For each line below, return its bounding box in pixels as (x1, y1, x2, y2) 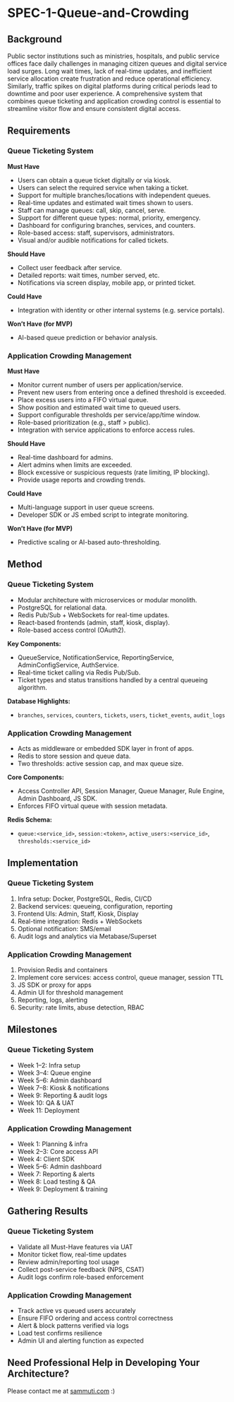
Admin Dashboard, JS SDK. (17, 794, 97, 802)
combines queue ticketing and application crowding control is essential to (7, 97, 221, 105)
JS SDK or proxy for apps (17, 981, 92, 989)
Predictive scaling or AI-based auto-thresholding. (17, 537, 161, 546)
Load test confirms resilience (17, 1328, 102, 1337)
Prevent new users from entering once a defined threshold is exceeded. (17, 387, 227, 397)
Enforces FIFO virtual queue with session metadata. (17, 801, 168, 810)
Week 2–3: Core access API (17, 1147, 99, 1155)
